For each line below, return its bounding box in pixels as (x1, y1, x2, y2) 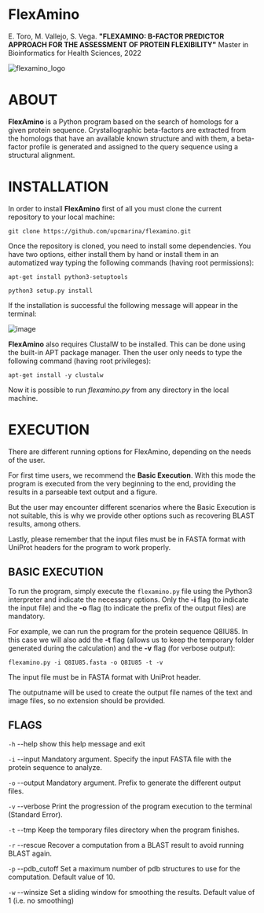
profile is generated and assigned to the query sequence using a (28, 141, 238, 151)
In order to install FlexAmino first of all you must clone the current (8, 203, 222, 213)
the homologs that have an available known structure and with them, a (8, 134, 236, 143)
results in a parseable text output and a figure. (8, 487, 158, 497)
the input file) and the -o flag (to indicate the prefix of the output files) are (8, 603, 247, 612)
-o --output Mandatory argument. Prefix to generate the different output (8, 778, 241, 787)
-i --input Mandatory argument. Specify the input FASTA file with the (8, 754, 232, 764)
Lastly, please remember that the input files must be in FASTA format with (8, 534, 246, 544)
